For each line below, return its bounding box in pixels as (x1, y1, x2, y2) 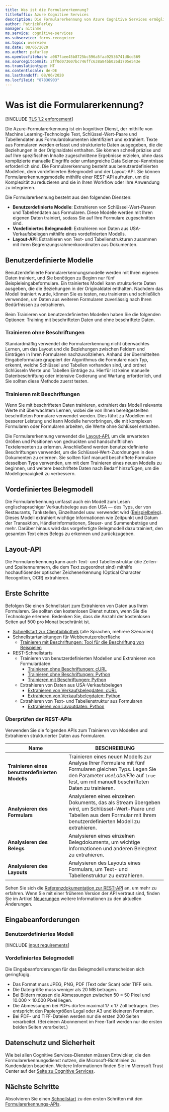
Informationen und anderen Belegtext (68, 845, 157, 852)
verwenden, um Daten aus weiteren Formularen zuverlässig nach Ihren (5, 296, 152, 302)
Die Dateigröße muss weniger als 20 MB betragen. (12, 986, 117, 992)
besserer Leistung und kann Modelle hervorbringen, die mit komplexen (5, 418, 152, 424)
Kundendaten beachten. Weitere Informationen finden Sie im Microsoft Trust (5, 1063, 163, 1069)
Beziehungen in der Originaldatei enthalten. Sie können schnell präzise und (5, 147, 161, 153)
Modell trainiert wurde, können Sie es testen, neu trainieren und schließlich (5, 290, 160, 297)
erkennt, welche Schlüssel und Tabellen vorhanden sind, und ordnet (5, 362, 146, 368)
